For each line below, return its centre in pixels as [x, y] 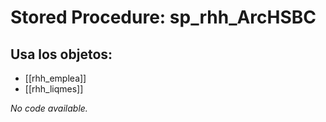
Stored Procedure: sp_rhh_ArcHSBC [163, 17]
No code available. [49, 108]
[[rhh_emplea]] [55, 78]
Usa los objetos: [61, 54]
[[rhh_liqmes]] [54, 89]
